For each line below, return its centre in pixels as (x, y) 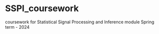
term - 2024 (17, 27)
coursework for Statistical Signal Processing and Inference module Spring (80, 22)
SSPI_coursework (42, 8)
